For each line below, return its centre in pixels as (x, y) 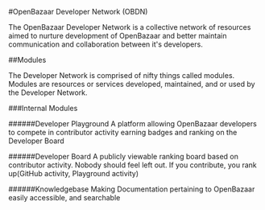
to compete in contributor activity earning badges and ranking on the (123, 132)
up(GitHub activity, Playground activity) (74, 173)
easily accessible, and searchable (64, 198)
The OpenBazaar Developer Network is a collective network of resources (130, 27)
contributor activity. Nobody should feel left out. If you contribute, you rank (132, 165)
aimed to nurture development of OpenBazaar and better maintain (118, 36)
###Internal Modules (43, 108)
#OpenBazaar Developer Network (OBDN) (78, 12)
